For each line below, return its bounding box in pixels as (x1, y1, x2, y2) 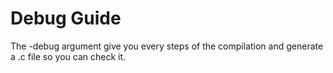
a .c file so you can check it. (10, 50, 127, 62)
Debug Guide (10, 7, 122, 30)
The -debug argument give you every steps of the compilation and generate (10, 40, 324, 52)
